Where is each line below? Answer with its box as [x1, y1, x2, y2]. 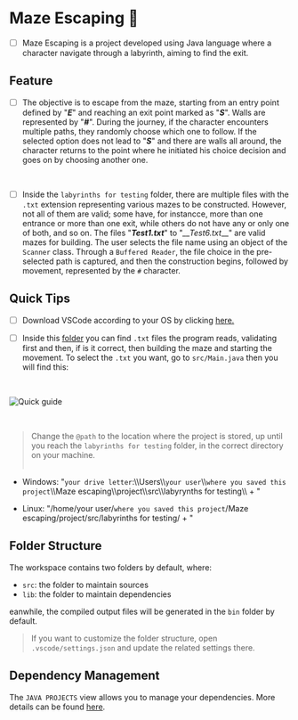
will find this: [21, 361, 69, 372]
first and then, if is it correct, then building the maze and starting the [21, 342, 273, 353]
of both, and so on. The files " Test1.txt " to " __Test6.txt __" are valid [21, 227, 266, 238]
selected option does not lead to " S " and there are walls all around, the [21, 135, 282, 146]
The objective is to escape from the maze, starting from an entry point [21, 97, 280, 108]
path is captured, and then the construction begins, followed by [56, 256, 289, 266]
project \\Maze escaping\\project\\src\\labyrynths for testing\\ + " [21, 486, 261, 496]
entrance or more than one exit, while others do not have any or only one [21, 217, 290, 228]
